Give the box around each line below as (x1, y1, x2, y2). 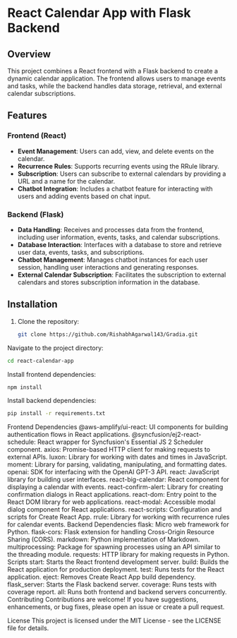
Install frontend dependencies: (7, 370, 97, 378)
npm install (7, 383, 42, 391)
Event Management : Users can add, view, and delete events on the (17, 147, 214, 155)
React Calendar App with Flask (7, 5, 192, 21)
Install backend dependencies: (7, 397, 97, 405)
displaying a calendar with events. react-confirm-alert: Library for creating (7, 483, 224, 491)
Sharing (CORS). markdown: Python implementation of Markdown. (7, 535, 200, 544)
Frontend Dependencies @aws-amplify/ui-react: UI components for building (7, 423, 229, 431)
